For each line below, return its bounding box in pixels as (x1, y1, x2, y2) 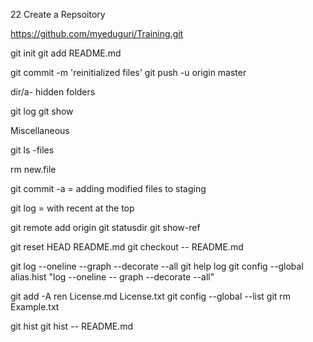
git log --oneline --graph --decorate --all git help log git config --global (10, 260, 304, 272)
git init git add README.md (10, 47, 122, 59)
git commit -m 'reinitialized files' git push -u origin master (10, 67, 247, 78)
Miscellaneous (10, 125, 70, 136)
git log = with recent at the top (10, 202, 135, 214)
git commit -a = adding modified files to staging (10, 183, 207, 194)
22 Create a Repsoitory (10, 9, 106, 20)
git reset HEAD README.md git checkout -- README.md (10, 241, 244, 253)
